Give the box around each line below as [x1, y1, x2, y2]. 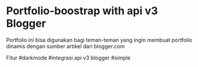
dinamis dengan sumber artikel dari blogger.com [6, 43, 125, 50]
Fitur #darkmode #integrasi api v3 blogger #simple [6, 54, 131, 61]
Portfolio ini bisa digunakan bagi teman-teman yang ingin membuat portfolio [6, 36, 193, 43]
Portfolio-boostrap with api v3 [6, 4, 158, 18]
